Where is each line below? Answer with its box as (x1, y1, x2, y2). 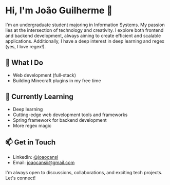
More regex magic (12, 122, 52, 128)
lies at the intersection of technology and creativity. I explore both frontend (5, 27, 164, 33)
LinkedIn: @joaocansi (12, 154, 59, 160)
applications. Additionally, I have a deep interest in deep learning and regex (5, 38, 164, 44)
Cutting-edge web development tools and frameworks (12, 112, 128, 118)
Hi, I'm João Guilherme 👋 (5, 5, 113, 16)
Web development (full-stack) (12, 72, 76, 78)
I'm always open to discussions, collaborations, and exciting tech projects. (5, 170, 163, 176)
